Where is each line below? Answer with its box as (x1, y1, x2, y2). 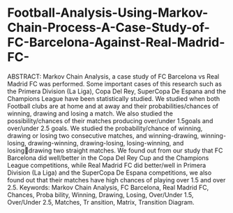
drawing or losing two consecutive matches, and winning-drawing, (7, 131, 200, 140)
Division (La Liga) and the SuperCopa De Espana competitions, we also (7, 168, 212, 177)
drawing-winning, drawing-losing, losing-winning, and (27, 139, 184, 147)
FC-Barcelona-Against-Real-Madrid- (7, 35, 225, 50)
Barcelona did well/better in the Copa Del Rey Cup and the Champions (7, 153, 209, 161)
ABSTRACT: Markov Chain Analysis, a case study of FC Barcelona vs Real (7, 72, 220, 81)
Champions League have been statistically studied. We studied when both (7, 94, 220, 102)
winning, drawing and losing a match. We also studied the (7, 109, 173, 118)
